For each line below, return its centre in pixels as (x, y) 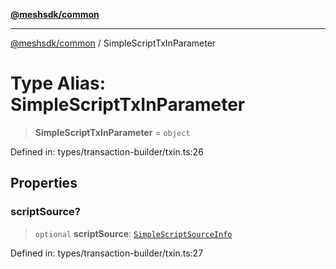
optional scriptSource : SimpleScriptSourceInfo (133, 233)
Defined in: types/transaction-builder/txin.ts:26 (107, 151)
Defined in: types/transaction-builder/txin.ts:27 (107, 253)
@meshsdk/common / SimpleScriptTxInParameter (113, 43)
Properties (44, 183)
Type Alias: (58, 83)
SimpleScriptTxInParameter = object (112, 132)
